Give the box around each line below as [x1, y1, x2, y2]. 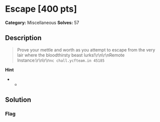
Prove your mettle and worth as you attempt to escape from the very [17, 47, 156, 52]
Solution [5, 96, 31, 104]
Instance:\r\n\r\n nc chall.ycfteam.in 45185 [17, 57, 105, 63]
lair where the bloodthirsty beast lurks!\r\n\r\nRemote [17, 52, 125, 58]
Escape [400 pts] [5, 3, 77, 15]
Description [5, 34, 42, 42]
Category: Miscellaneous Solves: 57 [5, 20, 79, 25]
